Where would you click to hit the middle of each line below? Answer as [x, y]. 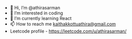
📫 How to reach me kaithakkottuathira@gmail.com [63, 24]
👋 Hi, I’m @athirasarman [35, 8]
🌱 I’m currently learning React [41, 18]
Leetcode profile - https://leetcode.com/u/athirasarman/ [68, 31]
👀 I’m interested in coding [37, 13]
